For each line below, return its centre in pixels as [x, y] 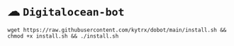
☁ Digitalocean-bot [66, 11]
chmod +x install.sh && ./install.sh [63, 36]
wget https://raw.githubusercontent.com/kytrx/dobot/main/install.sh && [117, 30]
